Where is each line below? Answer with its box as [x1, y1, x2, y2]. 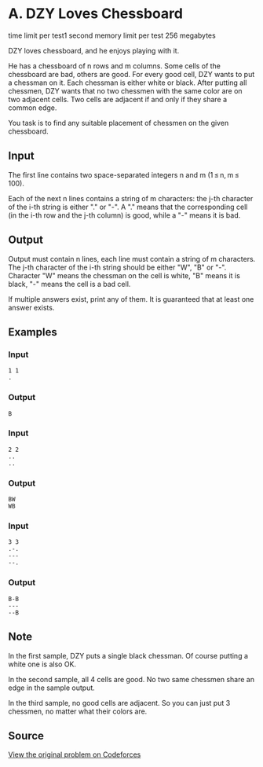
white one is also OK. [8, 659, 77, 669]
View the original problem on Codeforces [8, 750, 141, 759]
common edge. [8, 103, 57, 112]
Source [8, 728, 45, 743]
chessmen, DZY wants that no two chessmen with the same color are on [8, 86, 243, 95]
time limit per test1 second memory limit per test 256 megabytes [8, 31, 216, 40]
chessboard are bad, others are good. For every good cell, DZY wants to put [8, 69, 255, 79]
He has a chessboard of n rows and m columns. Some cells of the [8, 61, 221, 71]
